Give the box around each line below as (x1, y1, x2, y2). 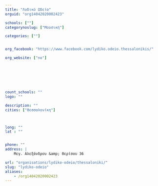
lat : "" (5, 129, 23, 134)
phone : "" (5, 142, 25, 147)
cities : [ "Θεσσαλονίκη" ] (5, 107, 56, 112)
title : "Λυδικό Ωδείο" (5, 7, 51, 12)
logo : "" (5, 94, 23, 99)
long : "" (5, 125, 23, 130)
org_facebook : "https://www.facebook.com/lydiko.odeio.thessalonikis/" (5, 47, 154, 51)
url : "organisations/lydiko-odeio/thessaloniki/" (5, 160, 108, 165)
